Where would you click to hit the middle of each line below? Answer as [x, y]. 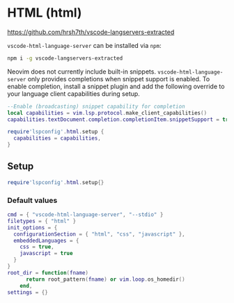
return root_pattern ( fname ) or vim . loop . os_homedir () [106, 279]
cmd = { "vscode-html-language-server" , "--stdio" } [85, 215]
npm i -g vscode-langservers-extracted [65, 58]
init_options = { [32, 227]
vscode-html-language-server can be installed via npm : [84, 45]
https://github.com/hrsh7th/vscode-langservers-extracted [91, 32]
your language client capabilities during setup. [74, 93]
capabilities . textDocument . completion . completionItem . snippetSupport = [113, 120]
